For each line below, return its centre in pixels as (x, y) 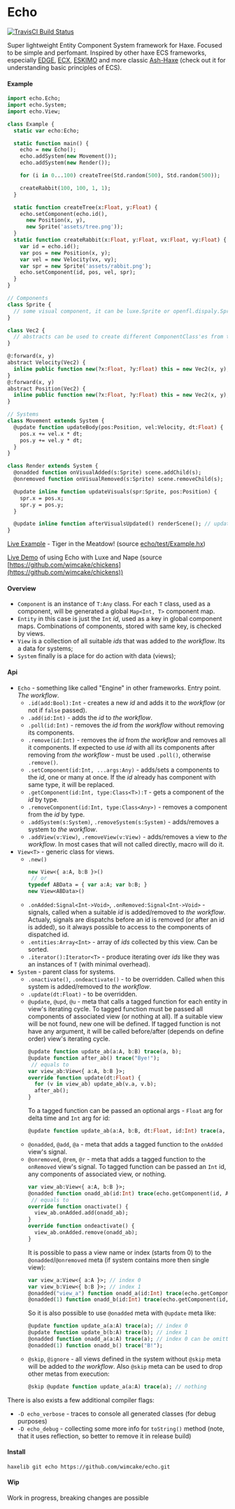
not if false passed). (57, 710)
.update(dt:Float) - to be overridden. (83, 994)
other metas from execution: (69, 1374)
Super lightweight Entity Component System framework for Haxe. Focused (115, 45)
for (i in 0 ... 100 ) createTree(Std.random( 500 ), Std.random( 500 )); (120, 176)
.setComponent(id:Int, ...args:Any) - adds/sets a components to (123, 770)
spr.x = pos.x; (42, 498)
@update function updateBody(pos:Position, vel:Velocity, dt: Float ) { (119, 427)
